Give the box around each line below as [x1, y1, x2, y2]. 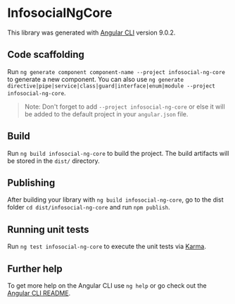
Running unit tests [7, 224, 89, 236]
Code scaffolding [7, 49, 84, 61]
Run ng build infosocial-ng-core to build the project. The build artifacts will [7, 149, 229, 157]
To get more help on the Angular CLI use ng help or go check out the [7, 281, 207, 290]
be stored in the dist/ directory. [7, 157, 100, 165]
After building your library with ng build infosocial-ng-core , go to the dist [7, 195, 224, 204]
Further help [7, 262, 63, 274]
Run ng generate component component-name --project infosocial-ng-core [7, 67, 225, 75]
